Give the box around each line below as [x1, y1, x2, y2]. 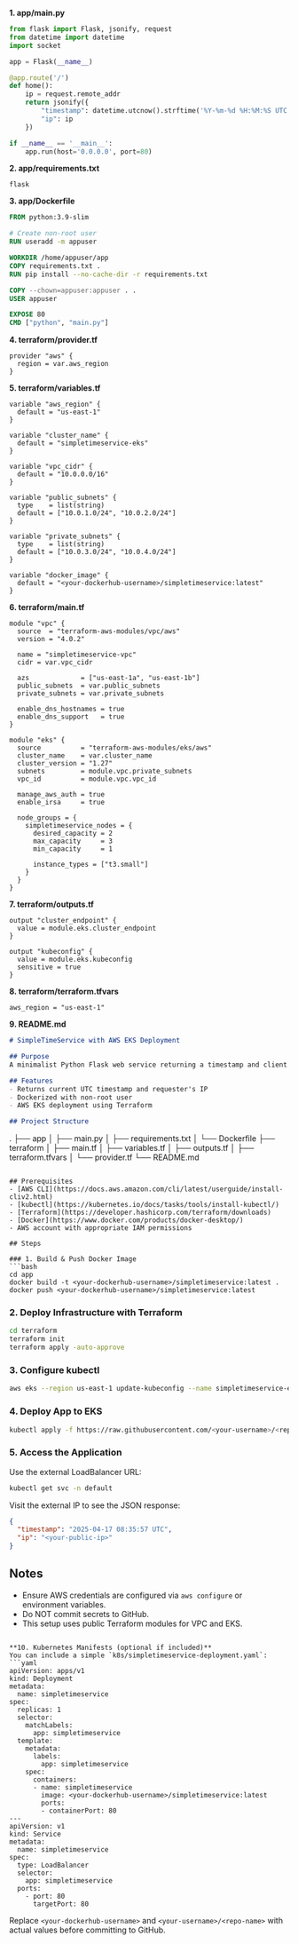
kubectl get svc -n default [9, 1483, 114, 1493]
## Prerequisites [9, 1177, 74, 1186]
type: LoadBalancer [17, 1861, 90, 1869]
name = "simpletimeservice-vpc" [17, 650, 137, 660]
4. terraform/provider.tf [9, 335, 98, 345]
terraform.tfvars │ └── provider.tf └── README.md [9, 1152, 200, 1162]
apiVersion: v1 [9, 1821, 66, 1830]
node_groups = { [17, 813, 77, 822]
